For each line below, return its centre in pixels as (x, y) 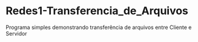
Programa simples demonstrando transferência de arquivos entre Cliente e (99, 27)
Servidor (17, 33)
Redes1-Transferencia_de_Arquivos (97, 11)
